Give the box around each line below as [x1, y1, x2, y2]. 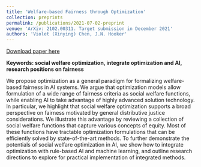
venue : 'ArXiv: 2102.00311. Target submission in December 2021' [6, 25, 173, 32]
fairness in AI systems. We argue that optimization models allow [23, 83, 181, 91]
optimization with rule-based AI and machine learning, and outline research [6, 148, 193, 155]
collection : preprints [6, 14, 63, 20]
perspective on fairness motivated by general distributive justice [6, 109, 165, 117]
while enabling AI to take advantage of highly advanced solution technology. [6, 97, 195, 104]
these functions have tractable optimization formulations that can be [6, 129, 175, 136]
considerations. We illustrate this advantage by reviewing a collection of [6, 115, 184, 123]
